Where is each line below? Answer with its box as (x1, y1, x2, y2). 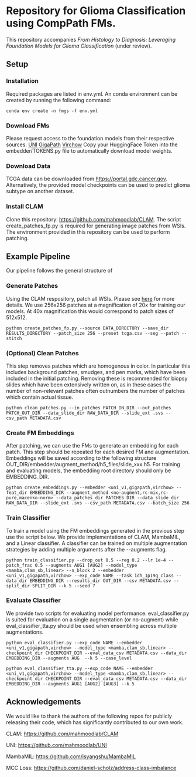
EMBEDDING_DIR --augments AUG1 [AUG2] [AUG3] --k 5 (6, 681, 135, 687)
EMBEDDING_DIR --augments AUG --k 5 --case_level (6, 655, 132, 661)
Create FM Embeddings (6, 429, 74, 437)
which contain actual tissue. (6, 393, 74, 401)
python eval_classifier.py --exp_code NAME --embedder (6, 640, 143, 645)
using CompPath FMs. (6, 16, 116, 30)
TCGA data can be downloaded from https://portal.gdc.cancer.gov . (6, 175, 168, 183)
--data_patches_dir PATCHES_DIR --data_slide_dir (56, 495, 180, 501)
